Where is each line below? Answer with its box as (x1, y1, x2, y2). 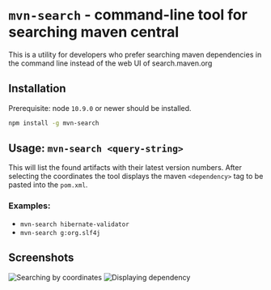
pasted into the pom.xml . (8, 180, 88, 190)
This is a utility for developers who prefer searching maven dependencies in (8, 49, 262, 59)
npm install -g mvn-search (8, 119, 100, 127)
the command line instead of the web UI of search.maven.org (8, 58, 213, 68)
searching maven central (8, 23, 180, 41)
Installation (8, 82, 66, 96)
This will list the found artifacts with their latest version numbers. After (8, 163, 243, 173)
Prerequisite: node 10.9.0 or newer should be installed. (8, 103, 192, 113)
